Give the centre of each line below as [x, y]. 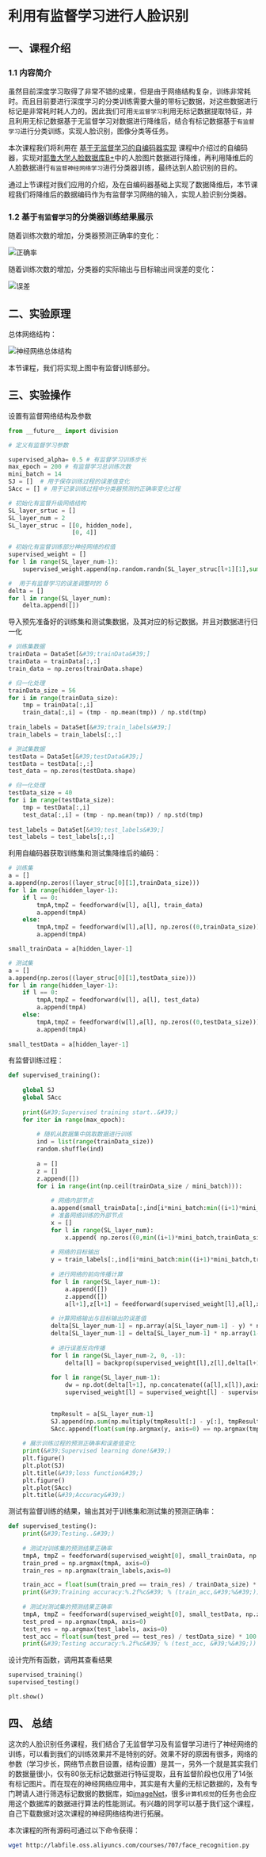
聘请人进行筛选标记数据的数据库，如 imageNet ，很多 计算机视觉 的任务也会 [132, 1794]
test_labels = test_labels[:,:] [61, 837]
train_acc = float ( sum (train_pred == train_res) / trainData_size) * [140, 1585]
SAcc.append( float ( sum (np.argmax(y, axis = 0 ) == [131, 1429]
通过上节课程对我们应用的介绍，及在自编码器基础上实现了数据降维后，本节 [129, 184]
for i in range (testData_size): [61, 800]
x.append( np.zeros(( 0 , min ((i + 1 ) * [122, 1238]
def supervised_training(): [55, 1075]
